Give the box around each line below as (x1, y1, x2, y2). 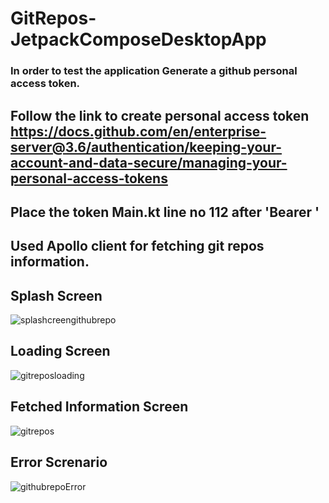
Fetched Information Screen (10, 398, 189, 416)
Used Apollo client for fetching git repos (10, 238, 265, 255)
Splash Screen (10, 287, 103, 304)
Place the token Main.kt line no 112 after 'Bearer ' (10, 203, 320, 221)
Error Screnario (10, 454, 108, 471)
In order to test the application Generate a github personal (10, 64, 298, 78)
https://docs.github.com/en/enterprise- (10, 123, 267, 140)
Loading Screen (10, 343, 111, 360)
